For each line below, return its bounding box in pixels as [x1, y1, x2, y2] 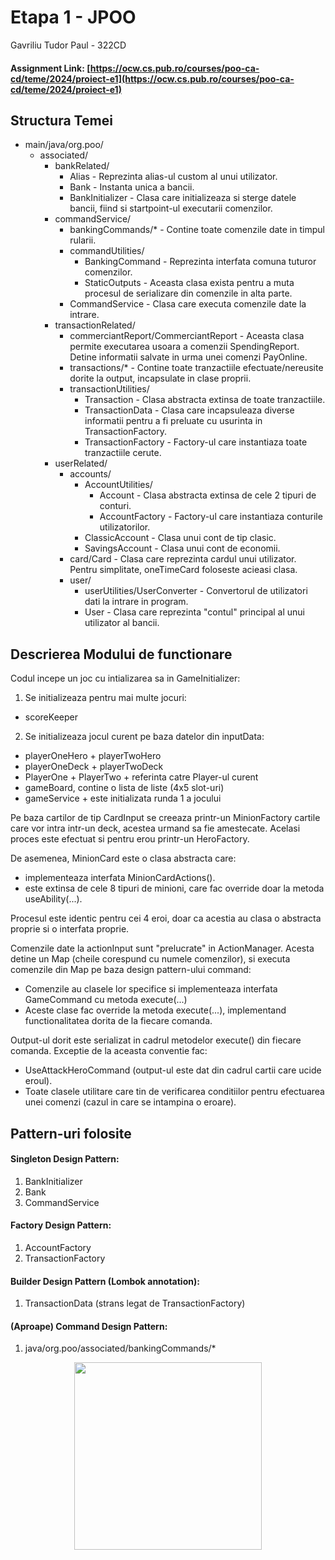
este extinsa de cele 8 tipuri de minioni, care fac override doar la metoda [24, 882, 325, 895]
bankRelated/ [54, 160, 110, 172]
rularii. [69, 234, 97, 246]
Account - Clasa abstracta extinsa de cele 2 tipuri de [99, 489, 317, 501]
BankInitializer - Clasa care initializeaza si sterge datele [69, 192, 297, 204]
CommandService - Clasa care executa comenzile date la [69, 298, 307, 310]
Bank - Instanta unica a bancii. [69, 181, 195, 193]
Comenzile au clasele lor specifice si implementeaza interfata [24, 983, 278, 995]
